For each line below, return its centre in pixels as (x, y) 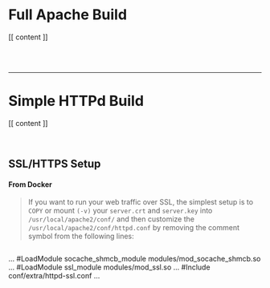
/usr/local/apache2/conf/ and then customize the (111, 219)
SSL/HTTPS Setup (55, 164)
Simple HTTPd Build (76, 101)
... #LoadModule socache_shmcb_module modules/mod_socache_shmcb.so (135, 259)
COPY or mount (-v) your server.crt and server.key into (120, 211)
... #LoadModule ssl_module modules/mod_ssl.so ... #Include (109, 267)
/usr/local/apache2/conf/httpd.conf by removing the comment (133, 228)
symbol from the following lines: (81, 236)
